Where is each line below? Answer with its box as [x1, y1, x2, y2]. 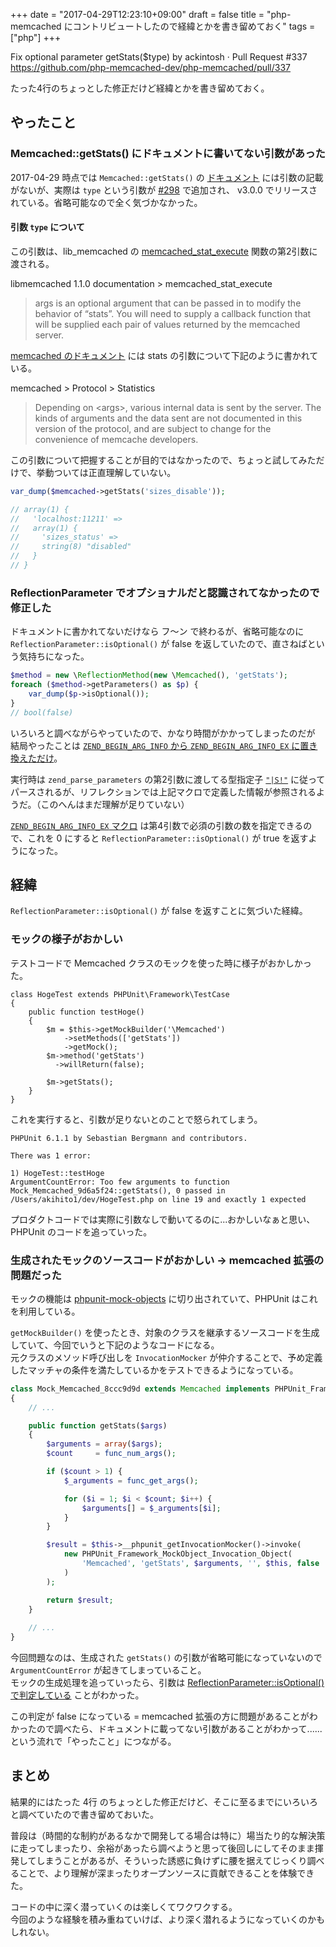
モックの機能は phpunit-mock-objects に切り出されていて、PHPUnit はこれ [10, 1292, 318, 1304]
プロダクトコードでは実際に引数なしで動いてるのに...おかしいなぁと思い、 [10, 1213, 316, 1225]
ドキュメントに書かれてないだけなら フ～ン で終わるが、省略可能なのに [10, 625, 305, 638]
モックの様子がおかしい [10, 932, 123, 946]
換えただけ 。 [10, 752, 63, 764]
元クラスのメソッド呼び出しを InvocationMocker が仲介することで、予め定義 [10, 1351, 323, 1363]
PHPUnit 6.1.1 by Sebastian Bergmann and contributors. [10, 1133, 248, 1143]
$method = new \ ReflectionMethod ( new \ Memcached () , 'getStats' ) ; [10, 670, 289, 681]
